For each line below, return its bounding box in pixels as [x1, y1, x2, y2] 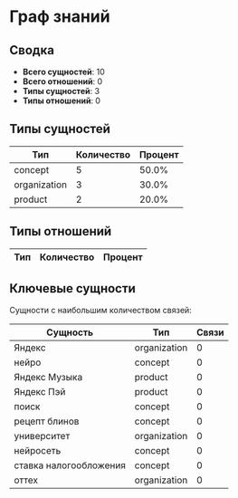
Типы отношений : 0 [22, 95, 101, 106]
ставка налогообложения [14, 459, 127, 472]
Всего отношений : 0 [22, 76, 102, 87]
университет [14, 430, 71, 443]
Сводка [9, 43, 54, 58]
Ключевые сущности [9, 281, 136, 296]
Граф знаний [9, 6, 110, 27]
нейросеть [14, 445, 62, 457]
